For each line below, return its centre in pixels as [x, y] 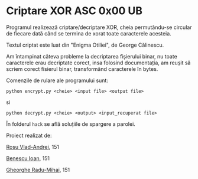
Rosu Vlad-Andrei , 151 [33, 147]
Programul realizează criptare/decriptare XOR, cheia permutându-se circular [99, 27]
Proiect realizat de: [29, 135]
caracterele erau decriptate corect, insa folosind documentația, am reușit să [98, 63]
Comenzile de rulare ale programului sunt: [57, 80]
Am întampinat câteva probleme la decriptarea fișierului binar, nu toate [92, 56]
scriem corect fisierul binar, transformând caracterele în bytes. [82, 69]
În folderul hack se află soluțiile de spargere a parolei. [71, 124]
